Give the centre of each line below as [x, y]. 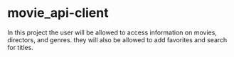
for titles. [20, 47]
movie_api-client [58, 13]
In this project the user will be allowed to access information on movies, [112, 32]
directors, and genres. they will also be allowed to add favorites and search [117, 39]
